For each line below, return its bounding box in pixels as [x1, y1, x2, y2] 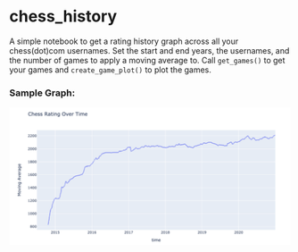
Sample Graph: [9, 87, 76, 99]
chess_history [9, 6, 118, 27]
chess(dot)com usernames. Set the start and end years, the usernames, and [9, 45, 290, 55]
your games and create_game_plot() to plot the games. [9, 64, 212, 75]
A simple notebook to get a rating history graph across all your [9, 36, 239, 46]
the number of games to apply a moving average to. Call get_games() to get [9, 55, 286, 65]
